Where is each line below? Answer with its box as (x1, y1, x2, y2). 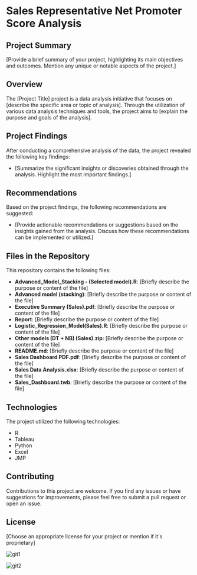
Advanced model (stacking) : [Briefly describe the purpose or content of (14, 291, 192, 298)
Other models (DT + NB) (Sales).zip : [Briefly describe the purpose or (14, 335, 184, 342)
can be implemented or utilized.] (14, 234, 94, 241)
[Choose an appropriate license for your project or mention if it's (6, 532, 163, 540)
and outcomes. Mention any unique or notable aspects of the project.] (6, 62, 176, 69)
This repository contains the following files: (6, 267, 111, 274)
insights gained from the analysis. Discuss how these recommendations (14, 228, 190, 235)
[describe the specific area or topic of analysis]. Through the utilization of (6, 101, 185, 108)
